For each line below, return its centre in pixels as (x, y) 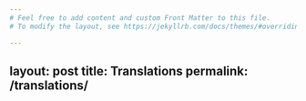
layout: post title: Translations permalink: (129, 71)
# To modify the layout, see (65, 26)
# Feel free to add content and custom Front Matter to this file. (140, 18)
